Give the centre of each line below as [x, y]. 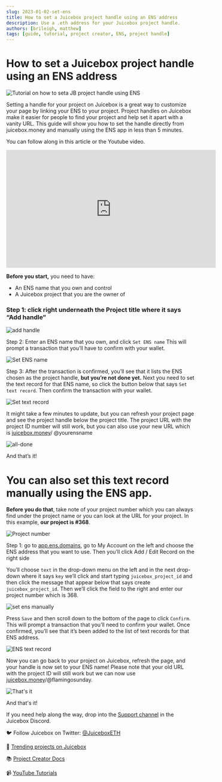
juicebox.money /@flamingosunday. [49, 680]
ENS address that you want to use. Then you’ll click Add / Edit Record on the [101, 552]
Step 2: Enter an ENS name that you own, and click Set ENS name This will [96, 342]
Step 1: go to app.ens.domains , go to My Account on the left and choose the [100, 545]
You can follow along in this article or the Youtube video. [76, 142]
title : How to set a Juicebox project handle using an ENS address [92, 17]
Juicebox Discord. [28, 721]
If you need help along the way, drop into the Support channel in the [90, 715]
